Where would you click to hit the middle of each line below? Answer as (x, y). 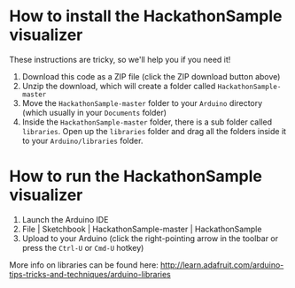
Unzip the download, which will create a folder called (119, 86)
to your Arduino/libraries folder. (82, 140)
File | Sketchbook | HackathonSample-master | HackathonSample (142, 229)
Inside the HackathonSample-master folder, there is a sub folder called (147, 122)
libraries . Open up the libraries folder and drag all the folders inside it (154, 131)
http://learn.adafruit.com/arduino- (222, 265)
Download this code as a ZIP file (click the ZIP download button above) (151, 76)
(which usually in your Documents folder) (94, 112)
